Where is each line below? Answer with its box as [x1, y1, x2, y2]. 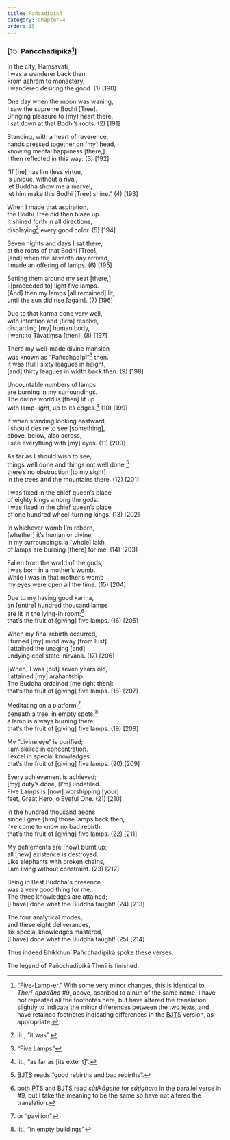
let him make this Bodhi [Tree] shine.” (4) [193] [7, 190, 138, 198]
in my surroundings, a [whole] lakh [7, 538, 105, 546]
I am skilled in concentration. [7, 745, 88, 753]
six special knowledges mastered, [7, 928, 103, 936]
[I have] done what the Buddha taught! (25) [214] [7, 934, 145, 943]
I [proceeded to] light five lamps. [7, 282, 99, 290]
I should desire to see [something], [7, 424, 105, 432]
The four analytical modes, [7, 913, 83, 921]
